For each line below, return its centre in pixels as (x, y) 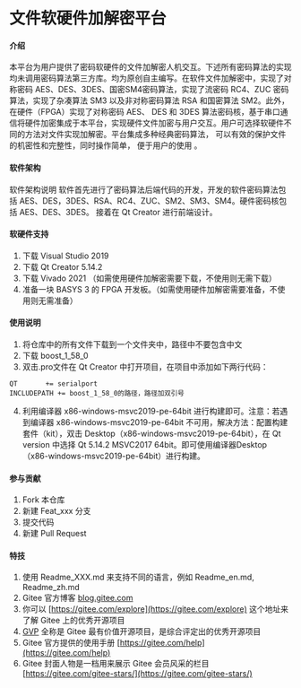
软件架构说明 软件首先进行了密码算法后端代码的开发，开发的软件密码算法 (144, 189)
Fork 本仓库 (43, 500)
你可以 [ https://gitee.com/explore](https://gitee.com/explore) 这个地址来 (155, 609)
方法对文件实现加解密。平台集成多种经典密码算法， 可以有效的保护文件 (155, 135)
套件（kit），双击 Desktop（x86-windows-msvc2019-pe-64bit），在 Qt (151, 433)
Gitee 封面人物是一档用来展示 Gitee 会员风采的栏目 (116, 664)
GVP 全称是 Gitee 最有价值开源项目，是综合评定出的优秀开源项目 (142, 631)
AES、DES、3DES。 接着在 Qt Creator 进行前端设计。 (118, 212)
